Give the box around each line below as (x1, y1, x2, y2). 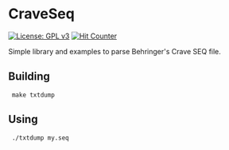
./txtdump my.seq (11, 133, 69, 142)
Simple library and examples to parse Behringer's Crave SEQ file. (8, 46, 221, 56)
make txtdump (11, 91, 56, 99)
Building (8, 69, 50, 84)
